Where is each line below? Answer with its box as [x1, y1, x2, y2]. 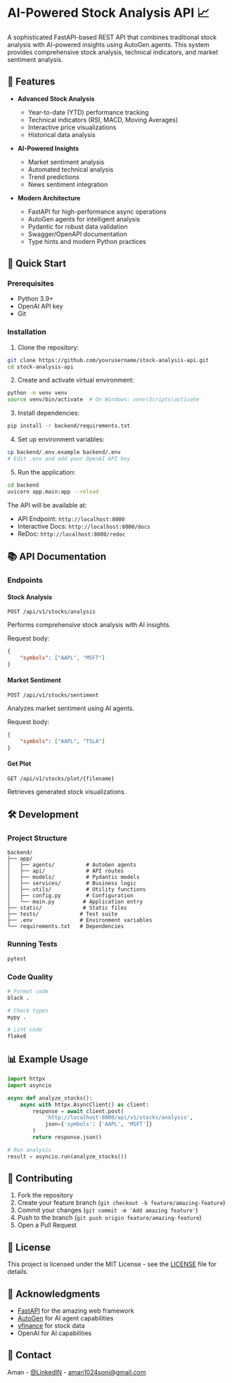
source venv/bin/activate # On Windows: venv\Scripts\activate [7, 396, 200, 404]
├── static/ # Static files [7, 904, 128, 912]
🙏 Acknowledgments [7, 1287, 101, 1300]
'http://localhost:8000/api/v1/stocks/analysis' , [44, 1114, 193, 1121]
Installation [7, 327, 47, 337]
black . [7, 994, 30, 1001]
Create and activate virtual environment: [17, 376, 134, 385]
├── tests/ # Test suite [7, 911, 118, 918]
